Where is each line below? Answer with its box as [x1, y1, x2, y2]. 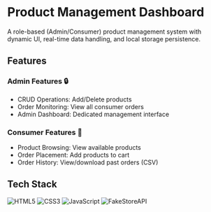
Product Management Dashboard [7, 4, 205, 20]
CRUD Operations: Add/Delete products [17, 95, 132, 104]
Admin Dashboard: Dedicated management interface [17, 110, 170, 118]
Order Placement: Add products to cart [17, 150, 130, 159]
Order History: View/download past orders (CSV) [17, 158, 159, 167]
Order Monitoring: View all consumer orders [17, 102, 145, 111]
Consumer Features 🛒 [7, 127, 82, 137]
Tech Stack [7, 178, 57, 190]
